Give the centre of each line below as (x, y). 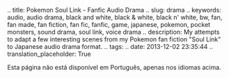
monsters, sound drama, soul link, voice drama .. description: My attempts (113, 32)
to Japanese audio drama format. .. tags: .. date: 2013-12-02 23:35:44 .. (110, 47)
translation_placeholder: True (49, 54)
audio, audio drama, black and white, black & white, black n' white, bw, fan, (115, 17)
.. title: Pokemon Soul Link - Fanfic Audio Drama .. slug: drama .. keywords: (114, 10)
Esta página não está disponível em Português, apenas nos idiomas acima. (114, 67)
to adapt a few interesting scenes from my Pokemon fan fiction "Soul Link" (114, 39)
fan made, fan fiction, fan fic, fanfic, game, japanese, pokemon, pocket (109, 25)
